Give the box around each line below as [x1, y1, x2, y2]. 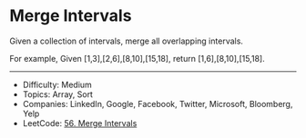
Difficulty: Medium [22, 79, 93, 90]
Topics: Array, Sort [22, 88, 94, 100]
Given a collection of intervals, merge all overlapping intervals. [9, 35, 244, 46]
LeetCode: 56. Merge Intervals [22, 117, 138, 128]
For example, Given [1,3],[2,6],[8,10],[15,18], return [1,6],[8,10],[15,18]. [9, 53, 266, 64]
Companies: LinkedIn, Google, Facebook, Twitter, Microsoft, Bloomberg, [22, 98, 293, 109]
